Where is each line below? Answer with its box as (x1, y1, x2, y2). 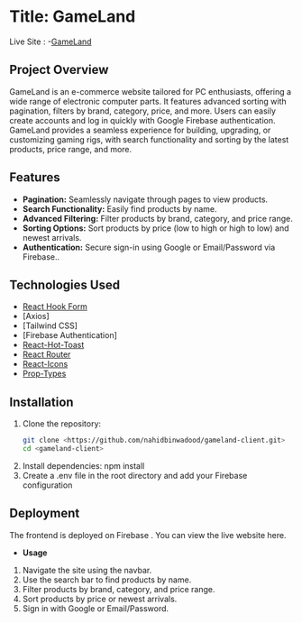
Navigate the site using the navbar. (22, 564, 152, 575)
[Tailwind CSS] (22, 320, 78, 331)
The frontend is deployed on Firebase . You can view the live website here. (9, 529, 287, 540)
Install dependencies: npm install (22, 460, 145, 471)
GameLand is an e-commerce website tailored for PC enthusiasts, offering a (9, 86, 291, 96)
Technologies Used (9, 277, 120, 292)
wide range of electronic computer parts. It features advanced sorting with (9, 96, 287, 106)
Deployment (9, 506, 80, 521)
